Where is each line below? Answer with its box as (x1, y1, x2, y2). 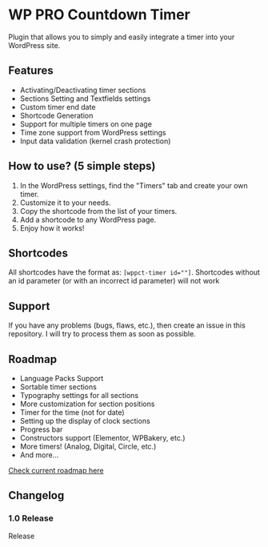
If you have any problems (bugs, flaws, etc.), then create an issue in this (8, 320, 246, 330)
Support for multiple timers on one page (19, 119, 152, 129)
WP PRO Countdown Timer (8, 6, 190, 24)
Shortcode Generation (19, 111, 94, 120)
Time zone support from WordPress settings (19, 127, 166, 137)
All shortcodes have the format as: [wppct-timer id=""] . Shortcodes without (8, 267, 260, 277)
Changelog (8, 489, 65, 502)
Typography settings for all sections (19, 391, 138, 400)
